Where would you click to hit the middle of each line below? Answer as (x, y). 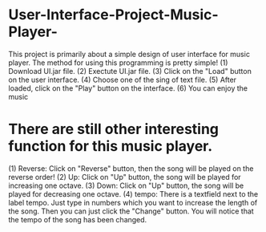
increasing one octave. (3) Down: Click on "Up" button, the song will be (126, 185)
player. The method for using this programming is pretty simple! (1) (118, 63)
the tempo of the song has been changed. (78, 219)
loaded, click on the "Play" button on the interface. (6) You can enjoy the (128, 88)
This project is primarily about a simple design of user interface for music (129, 54)
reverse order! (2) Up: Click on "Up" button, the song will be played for (125, 177)
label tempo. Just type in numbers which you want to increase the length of (133, 202)
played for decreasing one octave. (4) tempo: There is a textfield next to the (133, 193)
